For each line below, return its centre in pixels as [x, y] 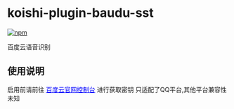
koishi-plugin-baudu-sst [81, 13]
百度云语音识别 [29, 46]
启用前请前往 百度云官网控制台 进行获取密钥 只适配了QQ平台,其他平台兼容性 [117, 89]
